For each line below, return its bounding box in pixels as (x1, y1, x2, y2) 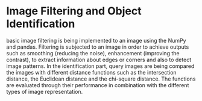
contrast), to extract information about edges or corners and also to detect (6, 56, 192, 63)
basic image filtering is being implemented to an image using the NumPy (6, 37, 186, 44)
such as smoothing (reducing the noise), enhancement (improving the (6, 49, 180, 57)
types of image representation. (6, 88, 83, 95)
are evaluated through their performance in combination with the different (6, 81, 189, 88)
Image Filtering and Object (6, 4, 142, 18)
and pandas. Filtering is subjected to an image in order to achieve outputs (6, 43, 189, 50)
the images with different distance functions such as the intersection (6, 69, 177, 76)
